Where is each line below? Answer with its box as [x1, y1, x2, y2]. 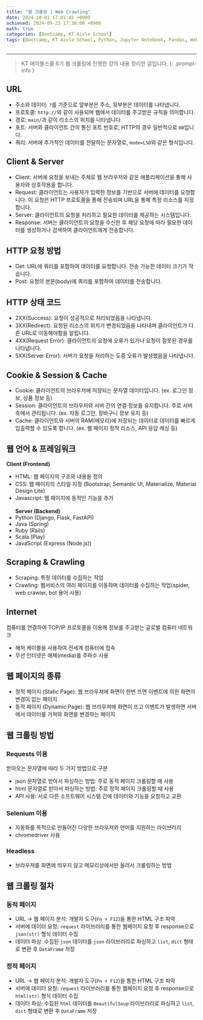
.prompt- [175, 60, 197, 67]
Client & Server [6, 156, 65, 167]
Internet [6, 607, 37, 617]
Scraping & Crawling [6, 557, 85, 568]
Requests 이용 [6, 749, 48, 758]
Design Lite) [14, 487, 45, 494]
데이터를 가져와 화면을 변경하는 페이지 [26, 711, 116, 718]
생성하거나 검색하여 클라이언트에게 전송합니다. [26, 226, 135, 233]
